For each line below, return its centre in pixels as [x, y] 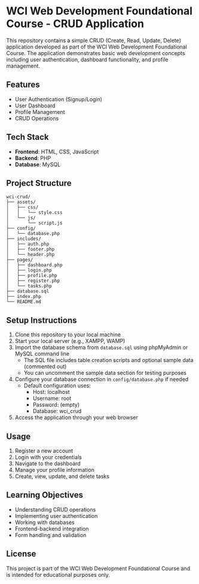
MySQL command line [42, 354]
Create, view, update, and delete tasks [62, 476]
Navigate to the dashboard [48, 463]
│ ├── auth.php [28, 244]
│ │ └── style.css [34, 213]
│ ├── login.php [29, 270]
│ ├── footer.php [30, 249]
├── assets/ [21, 202]
